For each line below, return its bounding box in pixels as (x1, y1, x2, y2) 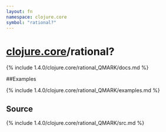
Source (6, 104, 34, 114)
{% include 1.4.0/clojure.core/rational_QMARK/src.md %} (6, 120, 145, 127)
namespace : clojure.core (6, 14, 67, 20)
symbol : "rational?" (6, 19, 57, 25)
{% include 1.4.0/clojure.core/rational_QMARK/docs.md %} (6, 64, 149, 71)
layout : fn (6, 8, 33, 15)
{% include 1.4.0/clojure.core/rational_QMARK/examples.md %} (6, 87, 160, 94)
